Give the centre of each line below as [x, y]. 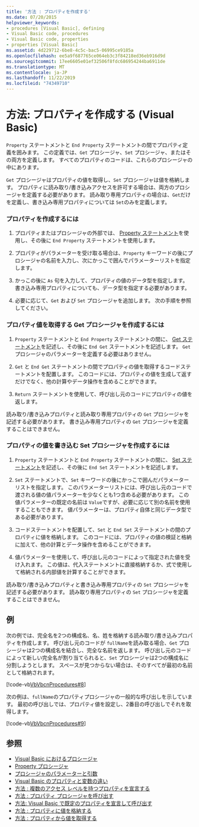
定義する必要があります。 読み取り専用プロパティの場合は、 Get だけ [109, 194]
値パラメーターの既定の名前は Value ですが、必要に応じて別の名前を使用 [102, 502]
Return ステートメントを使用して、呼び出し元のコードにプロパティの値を [103, 394]
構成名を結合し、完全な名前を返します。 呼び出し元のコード [118, 650]
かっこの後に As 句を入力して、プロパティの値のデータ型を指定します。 [101, 280]
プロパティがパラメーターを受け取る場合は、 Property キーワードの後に [101, 253]
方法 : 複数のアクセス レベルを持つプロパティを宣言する [82, 788]
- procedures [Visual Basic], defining [55, 28]
